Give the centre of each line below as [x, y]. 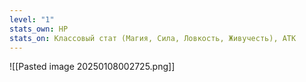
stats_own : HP [39, 29]
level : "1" [32, 19]
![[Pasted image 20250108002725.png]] [92, 67]
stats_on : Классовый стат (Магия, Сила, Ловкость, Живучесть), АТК [153, 38]
